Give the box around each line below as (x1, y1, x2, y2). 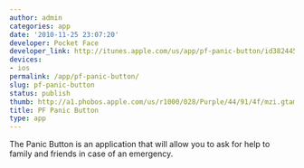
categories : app (9, 22, 71, 31)
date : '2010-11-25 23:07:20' (9, 30, 119, 39)
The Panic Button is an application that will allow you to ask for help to (9, 139, 271, 150)
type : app (9, 114, 47, 123)
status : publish (9, 89, 71, 98)
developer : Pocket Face (9, 38, 100, 48)
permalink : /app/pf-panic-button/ (9, 72, 140, 81)
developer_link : (9, 47, 71, 56)
